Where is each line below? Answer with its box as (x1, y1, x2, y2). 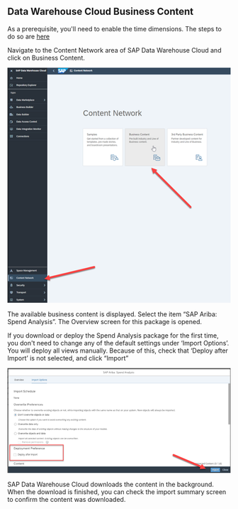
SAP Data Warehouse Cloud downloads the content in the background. (7, 480, 215, 489)
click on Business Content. (7, 53, 85, 62)
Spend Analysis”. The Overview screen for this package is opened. (7, 318, 203, 326)
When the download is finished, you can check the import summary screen (7, 488, 227, 496)
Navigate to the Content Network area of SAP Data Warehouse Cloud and (7, 45, 222, 54)
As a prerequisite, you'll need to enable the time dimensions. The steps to (7, 24, 222, 33)
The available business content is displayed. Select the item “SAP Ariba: (7, 310, 217, 318)
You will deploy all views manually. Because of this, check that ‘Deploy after (7, 346, 229, 355)
